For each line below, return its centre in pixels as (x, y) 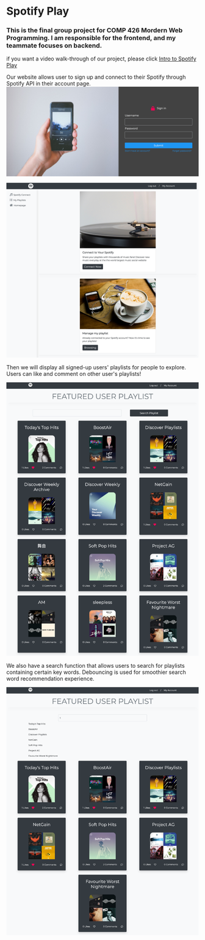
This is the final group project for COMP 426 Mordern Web (95, 31)
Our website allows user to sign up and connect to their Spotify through (96, 77)
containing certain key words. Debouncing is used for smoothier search (96, 672)
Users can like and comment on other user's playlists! (74, 374)
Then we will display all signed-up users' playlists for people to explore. (96, 367)
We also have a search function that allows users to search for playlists (95, 666)
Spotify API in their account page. (49, 84)
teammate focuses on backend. (54, 46)
